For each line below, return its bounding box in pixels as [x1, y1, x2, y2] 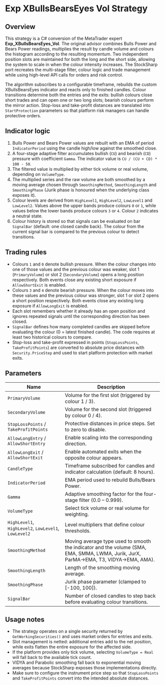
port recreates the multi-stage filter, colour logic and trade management [5, 67, 151, 73]
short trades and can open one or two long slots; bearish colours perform [5, 97, 154, 103]
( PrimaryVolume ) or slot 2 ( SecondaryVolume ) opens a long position [12, 271, 144, 277]
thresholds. [64, 527, 91, 534]
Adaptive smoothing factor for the [64, 491, 143, 498]
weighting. [64, 511, 89, 518]
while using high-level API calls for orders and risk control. [5, 72, 123, 78]
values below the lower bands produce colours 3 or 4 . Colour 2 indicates [12, 208, 159, 213]
